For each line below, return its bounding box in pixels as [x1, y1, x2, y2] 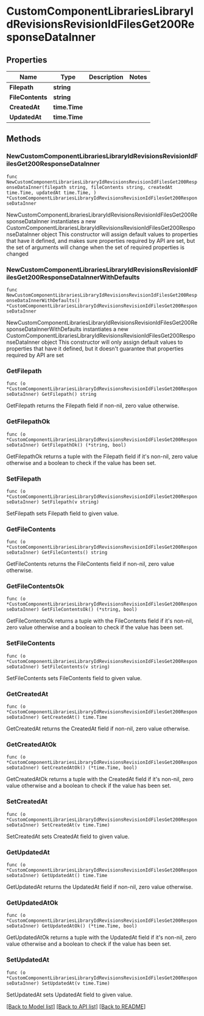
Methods [6, 133, 41, 144]
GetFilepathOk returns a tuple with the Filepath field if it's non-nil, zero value [6, 453, 198, 460]
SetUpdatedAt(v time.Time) [41, 980, 111, 986]
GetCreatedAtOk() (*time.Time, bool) [41, 765, 138, 771]
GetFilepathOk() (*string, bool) [41, 442, 127, 448]
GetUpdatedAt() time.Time [41, 872, 108, 878]
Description [88, 73, 124, 81]
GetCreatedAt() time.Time [41, 714, 108, 721]
